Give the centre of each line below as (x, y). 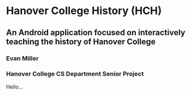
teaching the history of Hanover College (81, 41)
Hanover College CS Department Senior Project (75, 74)
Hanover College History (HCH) (84, 11)
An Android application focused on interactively (96, 33)
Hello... (15, 87)
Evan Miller (23, 58)
